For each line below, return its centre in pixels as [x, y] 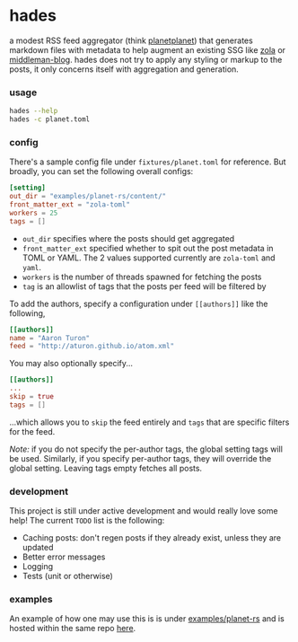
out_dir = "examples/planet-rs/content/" [88, 197]
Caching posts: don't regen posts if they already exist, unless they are [151, 538]
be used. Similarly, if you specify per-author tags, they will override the [140, 458]
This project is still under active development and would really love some [144, 511]
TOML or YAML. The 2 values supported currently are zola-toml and [149, 258]
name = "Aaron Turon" [50, 338]
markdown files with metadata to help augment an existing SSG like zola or [147, 49]
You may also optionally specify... [71, 364]
